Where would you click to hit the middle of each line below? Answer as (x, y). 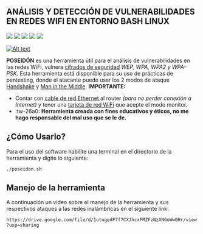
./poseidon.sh (24, 169)
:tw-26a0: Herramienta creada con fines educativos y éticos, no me (102, 111)
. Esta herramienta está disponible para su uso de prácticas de (95, 73)
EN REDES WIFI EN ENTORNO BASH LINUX (88, 22)
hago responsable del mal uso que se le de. (71, 118)
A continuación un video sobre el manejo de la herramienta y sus (88, 202)
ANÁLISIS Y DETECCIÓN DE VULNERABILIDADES (101, 12)
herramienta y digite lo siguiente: (47, 158)
